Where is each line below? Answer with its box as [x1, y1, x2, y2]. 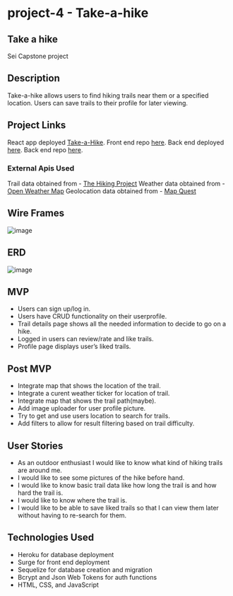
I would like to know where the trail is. [17, 495, 128, 504]
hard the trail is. [17, 488, 64, 497]
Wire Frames [7, 207, 65, 219]
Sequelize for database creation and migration [17, 565, 153, 574]
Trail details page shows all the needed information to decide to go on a [17, 320, 227, 328]
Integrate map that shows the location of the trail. [17, 382, 161, 390]
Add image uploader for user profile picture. [17, 404, 146, 413]
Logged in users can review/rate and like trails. [17, 335, 154, 343]
